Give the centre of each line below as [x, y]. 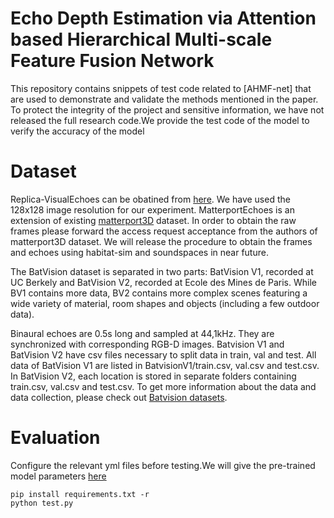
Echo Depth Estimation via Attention [163, 18]
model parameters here [58, 476]
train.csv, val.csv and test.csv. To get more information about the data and [163, 386]
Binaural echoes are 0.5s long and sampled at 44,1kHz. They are [142, 333]
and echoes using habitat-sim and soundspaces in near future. [139, 252]
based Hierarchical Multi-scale [141, 39]
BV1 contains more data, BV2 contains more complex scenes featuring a [159, 293]
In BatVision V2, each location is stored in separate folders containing [153, 376]
